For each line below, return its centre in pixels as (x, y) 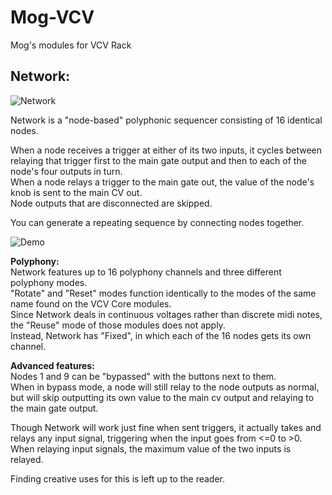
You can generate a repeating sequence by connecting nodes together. (157, 222)
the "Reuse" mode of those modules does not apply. (118, 325)
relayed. (27, 459)
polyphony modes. (49, 282)
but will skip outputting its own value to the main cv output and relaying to (162, 397)
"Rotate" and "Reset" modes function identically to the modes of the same (163, 293)
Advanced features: (52, 365)
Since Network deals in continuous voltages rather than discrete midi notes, (166, 314)
